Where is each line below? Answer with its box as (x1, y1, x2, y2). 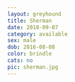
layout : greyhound (7, 10, 62, 18)
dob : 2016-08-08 (7, 43, 55, 51)
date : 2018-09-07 (7, 24, 59, 31)
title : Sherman (7, 17, 52, 24)
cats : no (7, 57, 33, 64)
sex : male (7, 37, 37, 44)
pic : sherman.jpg (7, 63, 59, 71)
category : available (7, 30, 69, 38)
